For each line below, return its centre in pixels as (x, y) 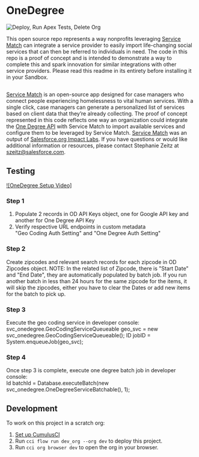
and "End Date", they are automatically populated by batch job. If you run (97, 275)
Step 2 (16, 249)
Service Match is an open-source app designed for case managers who (95, 94)
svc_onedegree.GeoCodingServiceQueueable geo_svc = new (82, 329)
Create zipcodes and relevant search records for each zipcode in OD (91, 262)
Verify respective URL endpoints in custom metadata (80, 227)
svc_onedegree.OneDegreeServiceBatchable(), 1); (68, 390)
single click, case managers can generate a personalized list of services (96, 107)
